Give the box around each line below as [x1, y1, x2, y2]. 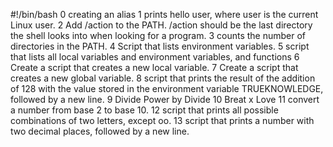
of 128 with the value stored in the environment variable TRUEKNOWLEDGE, [10, 83, 324, 94]
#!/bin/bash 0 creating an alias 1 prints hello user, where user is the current [10, 9, 319, 20]
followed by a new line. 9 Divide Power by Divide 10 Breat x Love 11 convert [10, 94, 320, 105]
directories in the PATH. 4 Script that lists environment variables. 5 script [10, 40, 310, 52]
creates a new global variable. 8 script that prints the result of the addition [10, 72, 316, 84]
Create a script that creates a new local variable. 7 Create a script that [10, 62, 299, 73]
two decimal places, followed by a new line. [10, 125, 190, 137]
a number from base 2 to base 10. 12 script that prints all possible [10, 104, 279, 116]
